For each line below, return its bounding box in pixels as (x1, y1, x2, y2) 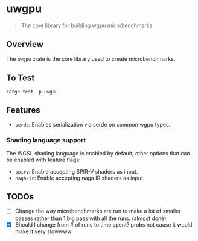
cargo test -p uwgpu (6, 89, 59, 95)
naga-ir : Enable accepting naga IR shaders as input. (14, 174, 145, 181)
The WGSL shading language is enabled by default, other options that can (6, 149, 190, 157)
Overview (6, 39, 44, 49)
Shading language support (6, 136, 86, 145)
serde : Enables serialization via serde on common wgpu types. (14, 121, 171, 128)
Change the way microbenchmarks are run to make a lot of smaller (14, 207, 181, 215)
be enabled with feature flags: (6, 156, 81, 163)
